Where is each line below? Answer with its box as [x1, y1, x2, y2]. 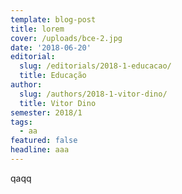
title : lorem [10, 24, 65, 34]
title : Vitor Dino [19, 98, 97, 108]
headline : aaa [10, 145, 70, 155]
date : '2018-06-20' [10, 42, 92, 53]
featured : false [10, 136, 78, 146]
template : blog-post [10, 14, 97, 25]
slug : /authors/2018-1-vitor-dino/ [19, 89, 168, 99]
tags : [10, 117, 33, 127]
